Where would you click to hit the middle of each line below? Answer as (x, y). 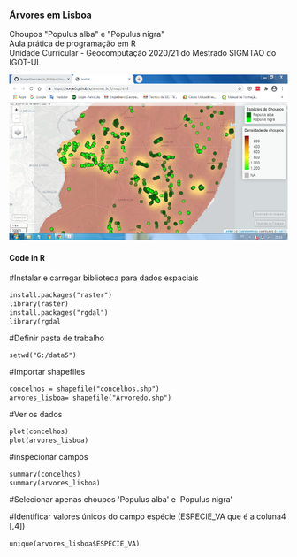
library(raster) (39, 304)
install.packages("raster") (61, 295)
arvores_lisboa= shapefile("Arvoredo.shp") (91, 398)
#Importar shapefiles (47, 371)
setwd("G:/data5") (43, 355)
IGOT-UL (25, 63)
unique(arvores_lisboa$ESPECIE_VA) (75, 544)
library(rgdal (35, 321)
